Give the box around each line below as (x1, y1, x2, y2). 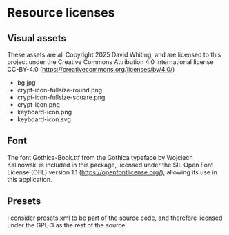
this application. (7, 175, 53, 183)
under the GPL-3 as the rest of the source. (7, 221, 128, 229)
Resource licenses (7, 5, 115, 21)
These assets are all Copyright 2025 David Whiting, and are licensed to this (7, 50, 221, 59)
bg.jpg (17, 79, 36, 87)
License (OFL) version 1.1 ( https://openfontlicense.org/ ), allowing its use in (7, 167, 217, 176)
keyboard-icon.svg (17, 115, 71, 123)
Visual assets (7, 32, 67, 44)
